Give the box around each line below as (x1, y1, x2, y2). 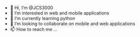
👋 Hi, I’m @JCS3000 (10, 5, 53, 10)
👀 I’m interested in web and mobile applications (10, 10, 109, 16)
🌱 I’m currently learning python (10, 15, 75, 21)
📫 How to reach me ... (10, 26, 58, 32)
